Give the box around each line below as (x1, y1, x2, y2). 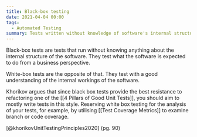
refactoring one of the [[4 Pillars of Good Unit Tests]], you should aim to (6, 95, 180, 102)
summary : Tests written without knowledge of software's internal (6, 31, 172, 36)
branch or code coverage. (6, 113, 69, 121)
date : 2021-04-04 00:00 (6, 14, 64, 20)
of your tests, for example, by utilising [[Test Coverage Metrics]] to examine (6, 107, 189, 114)
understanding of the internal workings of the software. (6, 77, 140, 84)
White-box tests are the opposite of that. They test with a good (6, 71, 158, 78)
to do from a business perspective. (6, 59, 90, 66)
